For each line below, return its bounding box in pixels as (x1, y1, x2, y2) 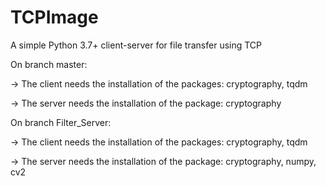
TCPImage (10, 6, 99, 29)
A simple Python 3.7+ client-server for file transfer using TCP (10, 39, 263, 51)
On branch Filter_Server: (10, 116, 112, 128)
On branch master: (10, 58, 88, 70)
